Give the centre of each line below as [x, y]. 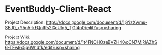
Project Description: [25, 22]
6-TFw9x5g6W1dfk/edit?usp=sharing [43, 47]
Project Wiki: [18, 37]
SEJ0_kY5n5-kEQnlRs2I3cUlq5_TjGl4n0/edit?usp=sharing [63, 27]
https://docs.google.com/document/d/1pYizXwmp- [97, 22]
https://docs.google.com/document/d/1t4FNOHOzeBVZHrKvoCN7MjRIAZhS [81, 42]
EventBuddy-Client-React [58, 9]
